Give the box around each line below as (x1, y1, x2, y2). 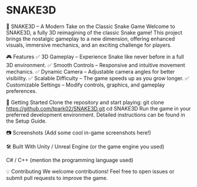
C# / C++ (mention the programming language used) (6, 156, 134, 164)
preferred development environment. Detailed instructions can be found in (6, 111, 186, 118)
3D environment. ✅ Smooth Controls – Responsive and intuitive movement (6, 61, 186, 68)
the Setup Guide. (6, 117, 47, 124)
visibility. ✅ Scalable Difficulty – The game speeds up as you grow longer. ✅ (6, 74, 189, 82)
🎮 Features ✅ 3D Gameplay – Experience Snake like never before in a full (6, 53, 184, 60)
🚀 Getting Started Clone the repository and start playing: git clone (6, 99, 164, 106)
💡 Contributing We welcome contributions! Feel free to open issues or (6, 168, 175, 175)
